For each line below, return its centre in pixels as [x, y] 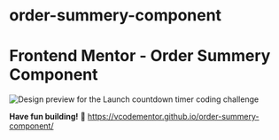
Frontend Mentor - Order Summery [140, 56]
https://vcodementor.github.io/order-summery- [173, 117]
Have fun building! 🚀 [47, 117]
